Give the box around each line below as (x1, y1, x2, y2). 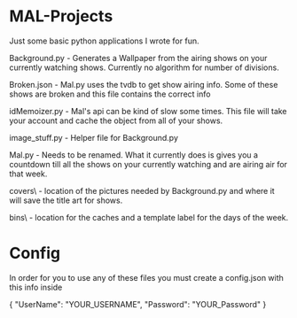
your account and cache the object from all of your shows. (9, 115, 223, 126)
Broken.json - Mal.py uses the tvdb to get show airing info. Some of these (9, 79, 278, 89)
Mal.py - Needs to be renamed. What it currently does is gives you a (9, 149, 259, 160)
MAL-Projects (9, 6, 113, 27)
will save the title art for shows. (9, 195, 123, 206)
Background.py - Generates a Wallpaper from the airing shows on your (9, 52, 268, 63)
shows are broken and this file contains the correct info (9, 89, 211, 99)
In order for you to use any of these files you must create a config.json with (9, 272, 284, 283)
